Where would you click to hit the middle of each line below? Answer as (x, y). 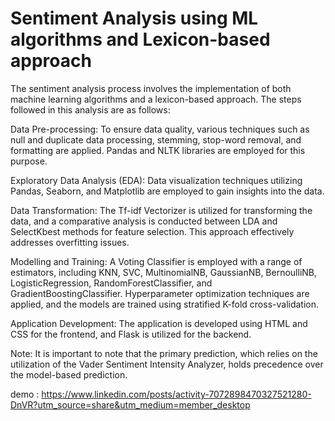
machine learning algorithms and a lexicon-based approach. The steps (156, 99)
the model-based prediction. (69, 374)
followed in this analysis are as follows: (90, 109)
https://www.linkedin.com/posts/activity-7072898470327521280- (176, 394)
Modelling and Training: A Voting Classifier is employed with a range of (156, 261)
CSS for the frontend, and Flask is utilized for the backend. (131, 334)
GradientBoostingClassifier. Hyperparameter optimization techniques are (160, 293)
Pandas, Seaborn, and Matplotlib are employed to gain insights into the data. (167, 191)
